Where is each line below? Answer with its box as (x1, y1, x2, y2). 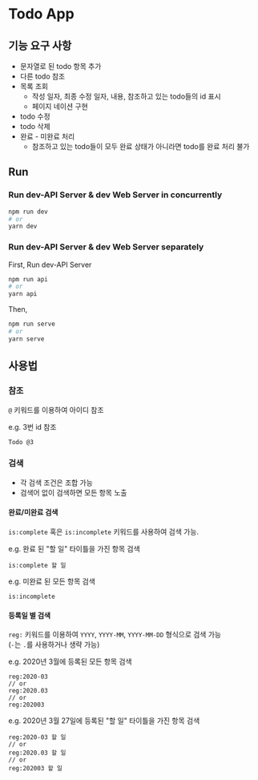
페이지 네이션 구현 (31, 102, 88, 111)
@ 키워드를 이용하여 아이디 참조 (8, 405, 104, 414)
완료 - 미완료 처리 (19, 131, 75, 141)
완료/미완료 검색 (8, 507, 58, 517)
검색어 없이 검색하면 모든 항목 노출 (19, 487, 127, 497)
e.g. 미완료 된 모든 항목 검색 (8, 576, 96, 586)
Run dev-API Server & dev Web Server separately (8, 241, 204, 253)
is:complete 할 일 (8, 562, 67, 570)
